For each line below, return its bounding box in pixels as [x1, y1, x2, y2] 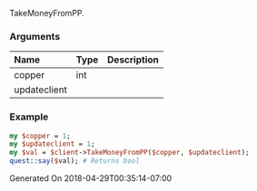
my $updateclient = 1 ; [9, 139, 95, 148]
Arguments [9, 30, 61, 43]
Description [107, 53, 159, 66]
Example [9, 110, 49, 123]
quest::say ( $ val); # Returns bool [9, 157, 141, 166]
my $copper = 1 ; [9, 131, 71, 140]
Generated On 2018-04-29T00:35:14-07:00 [9, 173, 173, 184]
